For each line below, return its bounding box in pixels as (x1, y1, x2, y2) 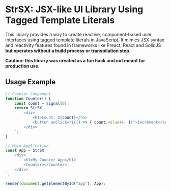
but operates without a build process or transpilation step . (5, 47, 131, 54)
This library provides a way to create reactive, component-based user (5, 31, 152, 37)
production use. (5, 63, 40, 69)
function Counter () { (5, 96, 51, 101)
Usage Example (5, 78, 56, 86)
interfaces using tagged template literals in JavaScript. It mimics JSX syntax (5, 37, 164, 43)
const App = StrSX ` (5, 148, 47, 153)
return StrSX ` (14, 106, 44, 111)
